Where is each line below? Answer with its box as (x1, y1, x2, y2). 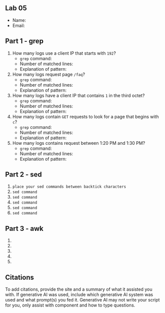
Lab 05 (5, 4, 27, 12)
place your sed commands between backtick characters (12, 184, 126, 190)
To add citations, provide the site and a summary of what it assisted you (5, 286, 153, 293)
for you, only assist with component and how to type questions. (5, 302, 136, 308)
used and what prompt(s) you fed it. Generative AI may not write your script (5, 297, 160, 303)
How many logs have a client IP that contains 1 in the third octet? (12, 92, 145, 99)
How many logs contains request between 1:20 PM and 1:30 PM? (12, 140, 146, 146)
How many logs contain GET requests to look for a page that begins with (12, 113, 159, 119)
